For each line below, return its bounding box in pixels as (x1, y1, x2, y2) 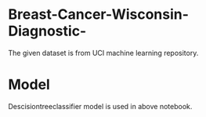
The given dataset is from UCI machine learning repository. (8, 48, 199, 57)
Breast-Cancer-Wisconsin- (8, 5, 190, 24)
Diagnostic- (8, 22, 87, 40)
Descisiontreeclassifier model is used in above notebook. (8, 101, 193, 111)
